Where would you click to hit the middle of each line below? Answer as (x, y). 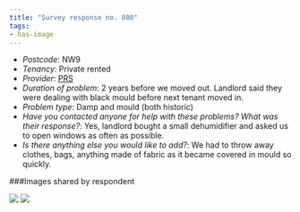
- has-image (31, 34)
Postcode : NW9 (51, 60)
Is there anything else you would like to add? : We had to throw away (148, 145)
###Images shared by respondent (72, 182)
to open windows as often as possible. (93, 136)
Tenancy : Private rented (67, 69)
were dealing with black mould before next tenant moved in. (133, 98)
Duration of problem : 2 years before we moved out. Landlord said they (152, 88)
